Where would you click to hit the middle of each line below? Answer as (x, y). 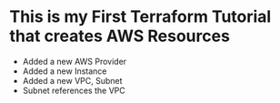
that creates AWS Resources (120, 36)
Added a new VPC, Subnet (72, 80)
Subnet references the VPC (74, 90)
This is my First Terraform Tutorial (140, 17)
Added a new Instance (65, 71)
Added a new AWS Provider (75, 61)
